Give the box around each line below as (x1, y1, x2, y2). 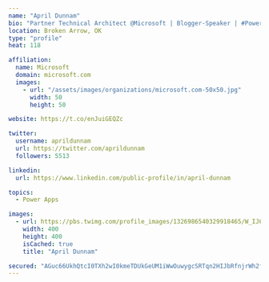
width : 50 (29, 93, 62, 101)
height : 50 (29, 101, 66, 109)
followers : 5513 (15, 151, 70, 160)
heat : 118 (8, 42, 42, 50)
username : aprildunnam (15, 137, 91, 145)
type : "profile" (8, 34, 62, 42)
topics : (8, 188, 34, 196)
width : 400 (22, 225, 59, 233)
